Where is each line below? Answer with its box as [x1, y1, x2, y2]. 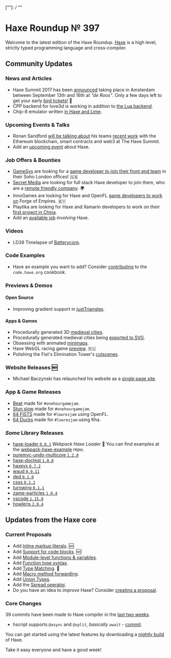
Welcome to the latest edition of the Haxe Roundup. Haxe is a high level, [5, 39, 157, 45]
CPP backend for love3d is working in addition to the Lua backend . [12, 103, 153, 109]
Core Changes [5, 600, 42, 607]
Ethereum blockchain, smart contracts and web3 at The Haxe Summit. [12, 138, 160, 144]
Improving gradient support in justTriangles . [12, 306, 105, 312]
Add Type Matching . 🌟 [12, 565, 60, 571]
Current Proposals [5, 531, 52, 538]
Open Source [5, 294, 34, 301]
